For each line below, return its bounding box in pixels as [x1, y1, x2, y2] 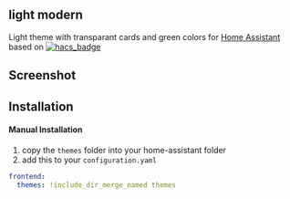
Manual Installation [8, 124, 83, 135]
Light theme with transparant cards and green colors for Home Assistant [8, 31, 281, 42]
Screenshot [8, 68, 77, 83]
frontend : [8, 172, 47, 181]
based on [8, 41, 45, 52]
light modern [8, 7, 83, 23]
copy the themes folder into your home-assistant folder [21, 144, 227, 155]
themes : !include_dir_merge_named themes [16, 180, 177, 190]
